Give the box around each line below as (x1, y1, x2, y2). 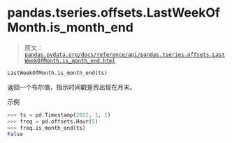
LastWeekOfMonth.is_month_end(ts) (7, 69, 108, 76)
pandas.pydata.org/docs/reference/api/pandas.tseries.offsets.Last (24, 51, 225, 58)
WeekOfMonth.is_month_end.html (24, 57, 116, 64)
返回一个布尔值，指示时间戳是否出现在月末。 (7, 83, 136, 91)
